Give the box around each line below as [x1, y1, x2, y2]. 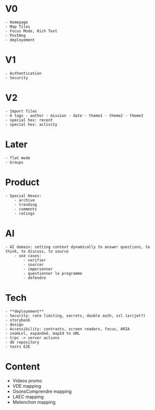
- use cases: [14, 253, 42, 258]
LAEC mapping [12, 393, 44, 399]
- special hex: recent [5, 117, 53, 123]
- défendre [23, 275, 46, 280]
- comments [14, 207, 37, 212]
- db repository [5, 339, 39, 345]
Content [5, 361, 40, 372]
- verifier [23, 258, 46, 263]
